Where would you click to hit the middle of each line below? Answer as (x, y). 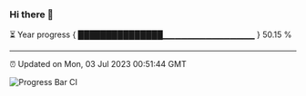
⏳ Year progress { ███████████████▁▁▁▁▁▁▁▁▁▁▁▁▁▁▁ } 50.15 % (151, 34)
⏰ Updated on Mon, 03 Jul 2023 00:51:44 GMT (98, 64)
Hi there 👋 (32, 14)
